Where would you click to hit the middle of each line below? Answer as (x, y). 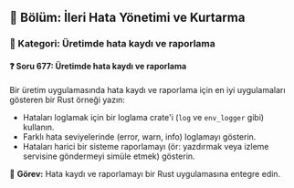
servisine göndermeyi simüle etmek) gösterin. (109, 156)
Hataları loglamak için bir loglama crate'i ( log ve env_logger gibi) (143, 117)
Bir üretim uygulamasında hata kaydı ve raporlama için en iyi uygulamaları (147, 89)
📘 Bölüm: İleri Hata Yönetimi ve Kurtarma (127, 18)
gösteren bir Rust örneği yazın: (68, 99)
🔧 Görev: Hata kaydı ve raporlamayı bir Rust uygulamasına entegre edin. (145, 173)
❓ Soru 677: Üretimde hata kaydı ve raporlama (98, 66)
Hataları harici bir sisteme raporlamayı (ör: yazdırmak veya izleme (146, 146)
